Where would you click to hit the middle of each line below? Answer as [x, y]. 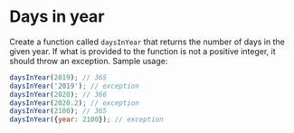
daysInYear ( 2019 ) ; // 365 [58, 77]
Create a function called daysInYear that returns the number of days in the [147, 42]
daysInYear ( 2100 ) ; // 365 [58, 111]
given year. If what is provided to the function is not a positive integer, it [142, 51]
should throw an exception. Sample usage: [89, 61]
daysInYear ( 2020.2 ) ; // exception [75, 103]
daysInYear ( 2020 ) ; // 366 [58, 94]
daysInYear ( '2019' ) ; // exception [75, 86]
